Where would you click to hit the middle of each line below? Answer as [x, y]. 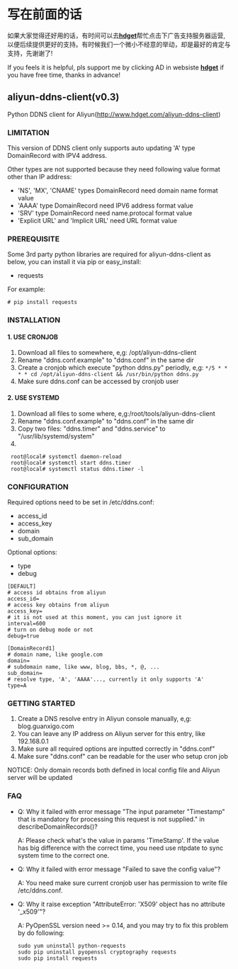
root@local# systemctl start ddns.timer [71, 463]
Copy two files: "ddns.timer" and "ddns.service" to [91, 429]
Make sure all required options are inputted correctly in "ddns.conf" [116, 749]
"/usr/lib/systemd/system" [56, 436]
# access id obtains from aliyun [57, 592]
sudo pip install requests [57, 958]
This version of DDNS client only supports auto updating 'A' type [101, 148]
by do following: [41, 933]
